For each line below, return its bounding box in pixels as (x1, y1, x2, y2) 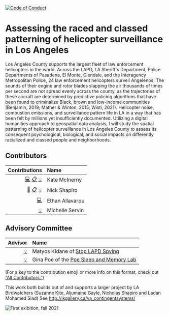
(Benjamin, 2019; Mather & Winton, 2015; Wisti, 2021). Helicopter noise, (5, 104, 154, 110)
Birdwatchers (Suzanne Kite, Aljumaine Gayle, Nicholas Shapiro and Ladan (5, 290, 161, 296)
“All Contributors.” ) (5, 274, 45, 280)
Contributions (8, 166, 42, 174)
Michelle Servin (47, 207, 84, 214)
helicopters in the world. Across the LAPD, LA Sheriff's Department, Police (5, 66, 161, 72)
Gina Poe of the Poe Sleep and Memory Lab (32, 256, 137, 263)
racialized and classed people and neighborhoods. (5, 136, 111, 142)
